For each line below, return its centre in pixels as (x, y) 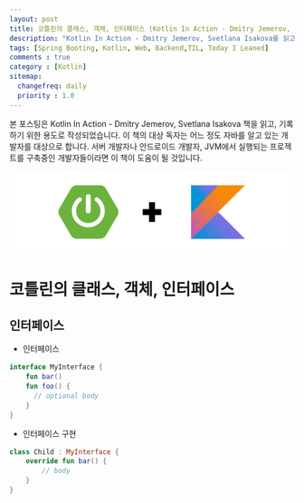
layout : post (34, 19)
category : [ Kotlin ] (48, 67)
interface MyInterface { (56, 367)
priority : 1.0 (46, 95)
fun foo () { (48, 387)
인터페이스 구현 (49, 433)
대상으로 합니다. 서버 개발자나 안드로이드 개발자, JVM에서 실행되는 (151, 146)
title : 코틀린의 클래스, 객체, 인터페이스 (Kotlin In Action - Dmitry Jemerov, (150, 29)
